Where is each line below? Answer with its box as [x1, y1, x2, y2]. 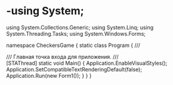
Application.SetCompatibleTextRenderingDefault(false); [6, 65, 142, 73]
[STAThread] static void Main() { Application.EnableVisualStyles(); [6, 59, 168, 67]
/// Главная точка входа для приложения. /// [6, 53, 119, 60]
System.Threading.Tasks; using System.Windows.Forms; [6, 30, 146, 37]
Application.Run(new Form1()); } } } [6, 72, 92, 79]
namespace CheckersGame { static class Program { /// [6, 42, 141, 49]
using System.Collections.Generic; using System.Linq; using [6, 24, 154, 31]
